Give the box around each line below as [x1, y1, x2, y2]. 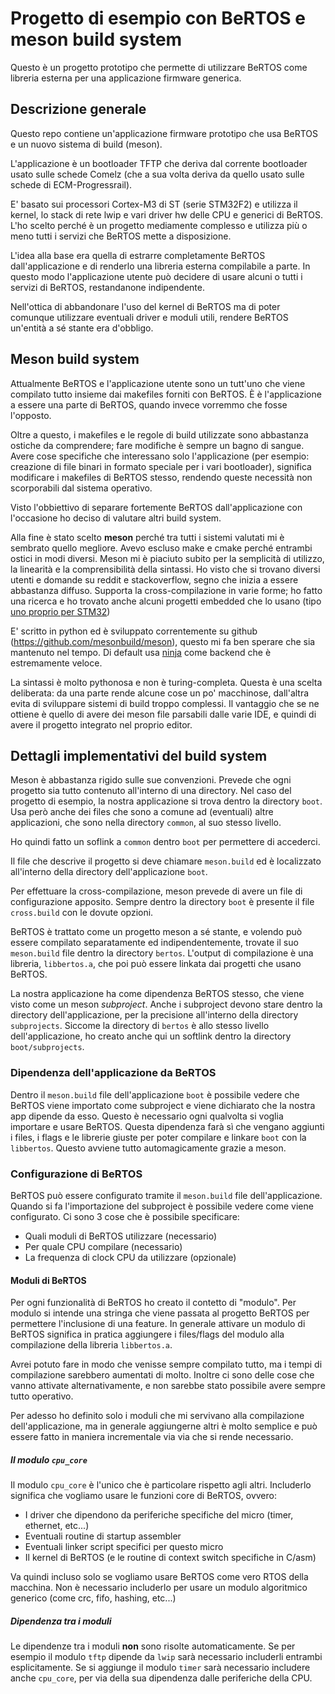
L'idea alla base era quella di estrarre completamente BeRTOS [10, 249, 266, 261]
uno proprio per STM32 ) [10, 605, 111, 617]
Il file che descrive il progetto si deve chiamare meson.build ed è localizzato [10, 855, 322, 867]
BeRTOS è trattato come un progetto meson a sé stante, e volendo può [10, 926, 303, 938]
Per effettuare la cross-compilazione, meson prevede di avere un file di [10, 885, 303, 897]
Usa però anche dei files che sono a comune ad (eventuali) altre [10, 806, 274, 818]
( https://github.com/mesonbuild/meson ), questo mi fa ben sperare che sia [10, 635, 316, 647]
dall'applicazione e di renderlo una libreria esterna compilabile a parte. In [10, 260, 311, 272]
